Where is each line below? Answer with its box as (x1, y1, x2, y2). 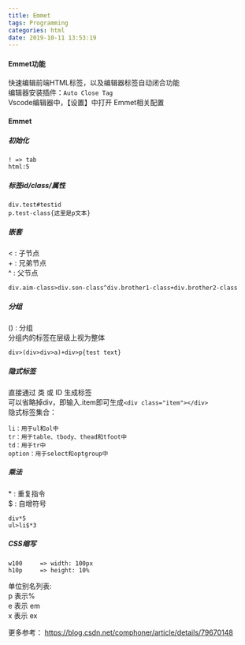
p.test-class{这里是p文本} (8, 209, 91, 217)
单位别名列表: (8, 581, 53, 590)
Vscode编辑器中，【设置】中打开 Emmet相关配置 (8, 98, 165, 107)
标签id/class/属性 (8, 180, 66, 190)
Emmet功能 (8, 58, 46, 68)
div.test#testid (8, 201, 61, 209)
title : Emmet (8, 11, 51, 20)
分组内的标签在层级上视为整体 (8, 333, 105, 342)
